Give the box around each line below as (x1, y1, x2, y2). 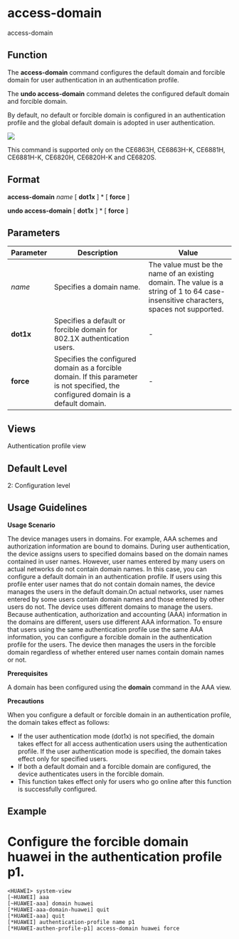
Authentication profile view (7, 442, 87, 450)
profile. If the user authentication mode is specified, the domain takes (17, 747, 222, 755)
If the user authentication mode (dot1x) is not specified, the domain (17, 731, 215, 741)
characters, (186, 295, 224, 305)
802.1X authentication (53, 334, 129, 344)
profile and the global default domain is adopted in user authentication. (7, 118, 216, 127)
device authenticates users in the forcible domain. (17, 770, 165, 778)
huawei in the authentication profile (7, 849, 223, 865)
